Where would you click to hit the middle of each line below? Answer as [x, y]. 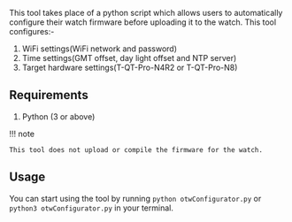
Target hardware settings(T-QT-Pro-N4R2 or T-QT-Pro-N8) [130, 67]
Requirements [49, 95]
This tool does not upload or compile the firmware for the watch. [136, 149]
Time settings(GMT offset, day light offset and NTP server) [129, 58]
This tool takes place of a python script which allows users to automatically [146, 13]
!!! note [22, 134]
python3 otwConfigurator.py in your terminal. [92, 208]
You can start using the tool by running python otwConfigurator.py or [135, 198]
